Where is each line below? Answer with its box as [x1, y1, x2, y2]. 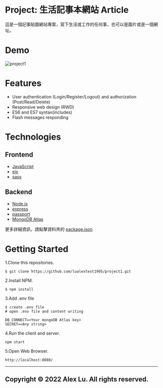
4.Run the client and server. [5, 330, 60, 336]
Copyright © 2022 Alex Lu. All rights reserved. [5, 375, 149, 383]
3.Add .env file [5, 295, 34, 301]
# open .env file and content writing [5, 309, 83, 314]
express [12, 206, 28, 211]
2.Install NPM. [5, 277, 33, 283]
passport [12, 211, 31, 217]
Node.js [12, 201, 28, 207]
